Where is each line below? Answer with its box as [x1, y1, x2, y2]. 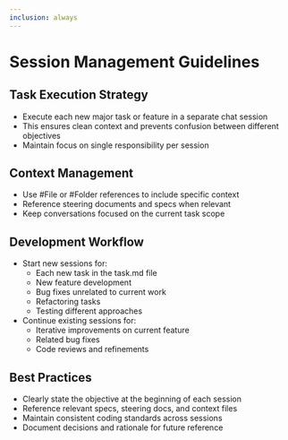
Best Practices [9, 369, 92, 385]
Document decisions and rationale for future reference [21, 422, 224, 433]
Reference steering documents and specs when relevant [21, 199, 231, 210]
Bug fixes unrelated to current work [35, 287, 167, 298]
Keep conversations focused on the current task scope [21, 208, 225, 220]
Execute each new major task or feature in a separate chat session [21, 111, 268, 122]
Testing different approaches [35, 306, 143, 316]
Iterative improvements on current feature [35, 324, 190, 336]
